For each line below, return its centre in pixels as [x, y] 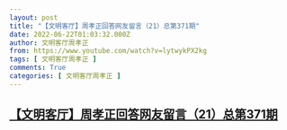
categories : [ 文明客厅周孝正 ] [65, 76]
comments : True [38, 68]
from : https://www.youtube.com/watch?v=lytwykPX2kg [108, 51]
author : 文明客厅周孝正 [49, 43]
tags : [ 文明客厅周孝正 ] [53, 59]
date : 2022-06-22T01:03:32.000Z [70, 34]
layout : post [34, 17]
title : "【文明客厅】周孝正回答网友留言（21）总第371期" [105, 26]
